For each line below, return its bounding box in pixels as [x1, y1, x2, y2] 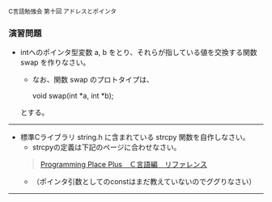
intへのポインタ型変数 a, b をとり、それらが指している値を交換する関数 [19, 48, 257, 57]
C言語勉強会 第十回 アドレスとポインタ [8, 7, 117, 15]
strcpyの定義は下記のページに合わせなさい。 [32, 142, 181, 152]
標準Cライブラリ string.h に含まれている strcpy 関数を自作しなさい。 [19, 133, 250, 142]
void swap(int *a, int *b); [32, 91, 114, 101]
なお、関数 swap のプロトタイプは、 [32, 75, 154, 85]
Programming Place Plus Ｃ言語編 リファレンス [40, 160, 208, 170]
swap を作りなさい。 [19, 57, 91, 67]
